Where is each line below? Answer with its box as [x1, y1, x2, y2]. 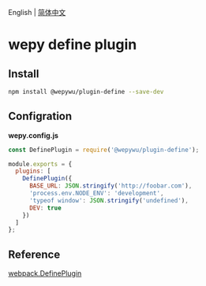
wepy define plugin [8, 35, 137, 54]
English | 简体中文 [8, 8, 66, 17]
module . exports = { [8, 160, 73, 168]
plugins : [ [15, 167, 51, 176]
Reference [8, 247, 61, 261]
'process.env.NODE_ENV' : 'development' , [28, 189, 164, 198]
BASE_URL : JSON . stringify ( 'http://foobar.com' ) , [28, 182, 193, 190]
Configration [8, 110, 73, 123]
